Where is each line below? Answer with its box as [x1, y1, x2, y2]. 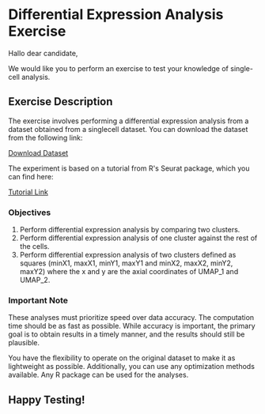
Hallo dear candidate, [8, 48, 78, 58]
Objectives [8, 207, 51, 218]
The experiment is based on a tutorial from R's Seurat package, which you [8, 164, 250, 173]
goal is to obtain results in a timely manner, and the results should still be [8, 329, 245, 339]
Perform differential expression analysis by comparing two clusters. [19, 225, 240, 235]
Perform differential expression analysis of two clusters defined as [19, 250, 237, 260]
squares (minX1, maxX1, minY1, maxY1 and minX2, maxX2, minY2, [19, 258, 233, 268]
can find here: [8, 171, 54, 181]
